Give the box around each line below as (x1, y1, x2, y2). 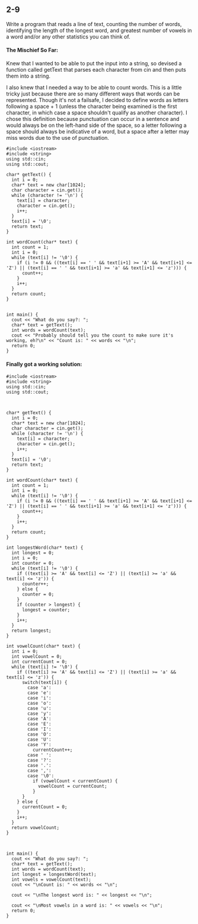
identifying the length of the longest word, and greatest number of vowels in (6, 27, 192, 34)
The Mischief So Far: (6, 47, 58, 54)
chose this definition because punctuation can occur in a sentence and (6, 116, 180, 123)
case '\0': (27, 773, 55, 779)
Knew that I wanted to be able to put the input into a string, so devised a (6, 60, 182, 67)
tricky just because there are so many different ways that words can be (6, 90, 180, 97)
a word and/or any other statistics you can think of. (6, 33, 130, 40)
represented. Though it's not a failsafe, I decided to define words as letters (6, 97, 189, 104)
